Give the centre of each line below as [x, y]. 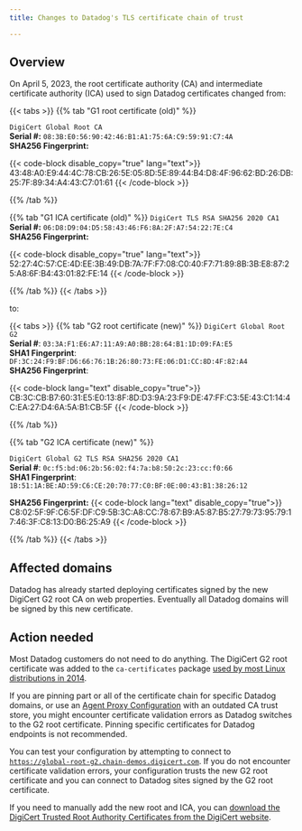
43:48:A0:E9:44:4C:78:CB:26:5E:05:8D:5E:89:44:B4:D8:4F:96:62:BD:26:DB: [151, 173]
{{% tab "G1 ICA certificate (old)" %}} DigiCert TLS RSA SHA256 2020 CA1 [144, 218]
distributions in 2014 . [48, 678]
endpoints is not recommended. [69, 734]
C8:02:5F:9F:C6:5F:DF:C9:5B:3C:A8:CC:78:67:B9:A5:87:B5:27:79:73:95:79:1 [151, 512]
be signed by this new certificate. [71, 609]
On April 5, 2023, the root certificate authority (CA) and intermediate [136, 84]
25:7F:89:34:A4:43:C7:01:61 [61, 182]
